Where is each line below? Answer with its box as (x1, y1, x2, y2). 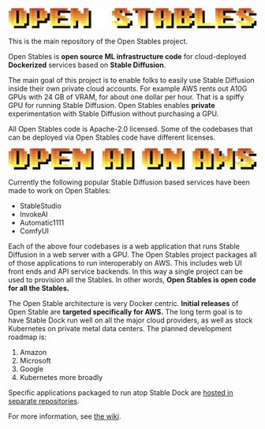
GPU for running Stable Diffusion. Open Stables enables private (8, 101, 215, 110)
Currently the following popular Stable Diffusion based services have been (8, 177, 251, 187)
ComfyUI (19, 226, 49, 236)
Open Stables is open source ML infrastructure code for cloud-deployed (8, 52, 247, 62)
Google (19, 364, 44, 374)
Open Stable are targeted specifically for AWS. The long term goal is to (8, 308, 243, 317)
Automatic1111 (19, 218, 65, 228)
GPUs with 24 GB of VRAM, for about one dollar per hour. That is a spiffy (8, 92, 244, 102)
